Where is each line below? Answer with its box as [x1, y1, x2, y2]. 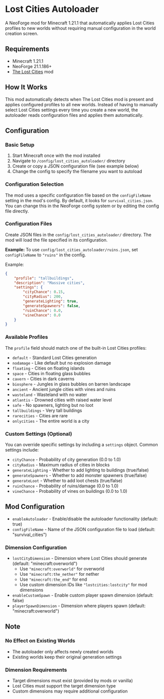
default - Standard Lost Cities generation [12, 354, 97, 361]
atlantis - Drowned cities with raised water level [12, 396, 112, 403]
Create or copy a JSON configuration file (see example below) [12, 163, 139, 169]
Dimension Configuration [5, 544, 67, 551]
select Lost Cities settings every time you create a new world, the [5, 107, 138, 113]
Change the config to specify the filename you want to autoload [12, 168, 142, 174]
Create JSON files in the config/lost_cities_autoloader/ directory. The [5, 232, 152, 237]
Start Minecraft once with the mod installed [12, 153, 100, 158]
